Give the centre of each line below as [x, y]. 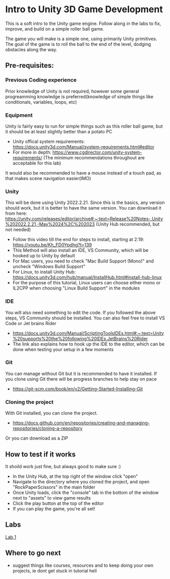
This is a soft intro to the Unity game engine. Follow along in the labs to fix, [83, 23]
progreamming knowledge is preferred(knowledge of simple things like [79, 96]
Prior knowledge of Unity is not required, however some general [72, 91]
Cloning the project [29, 402]
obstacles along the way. [31, 49]
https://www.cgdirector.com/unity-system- [97, 152]
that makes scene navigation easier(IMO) [48, 178]
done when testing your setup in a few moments [63, 349]
